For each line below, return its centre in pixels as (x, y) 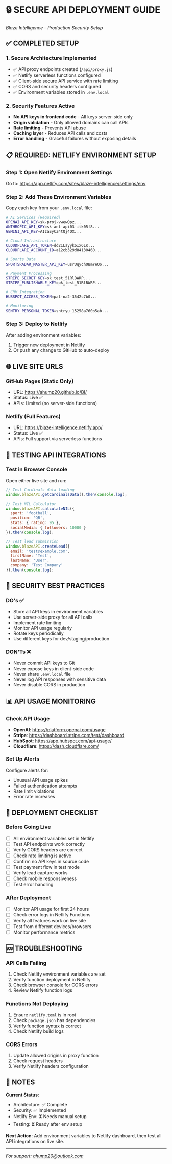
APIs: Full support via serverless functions (57, 439)
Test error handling (33, 885)
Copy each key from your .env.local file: (49, 208)
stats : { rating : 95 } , (35, 523)
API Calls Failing (26, 963)
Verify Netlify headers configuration (51, 1066)
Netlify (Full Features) (33, 416)
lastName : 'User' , (30, 561)
